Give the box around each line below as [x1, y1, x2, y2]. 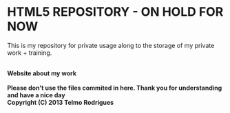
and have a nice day [7, 90, 65, 99]
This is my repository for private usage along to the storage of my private [7, 41, 215, 49]
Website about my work [7, 69, 77, 77]
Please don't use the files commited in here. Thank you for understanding [7, 84, 222, 92]
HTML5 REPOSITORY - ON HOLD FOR [7, 4, 224, 20]
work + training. [7, 49, 52, 57]
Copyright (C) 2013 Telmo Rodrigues [7, 98, 114, 106]
